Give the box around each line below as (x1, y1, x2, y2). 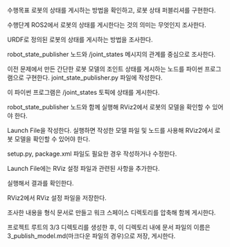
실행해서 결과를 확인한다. (7, 179, 74, 187)
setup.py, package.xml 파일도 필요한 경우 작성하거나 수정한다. (7, 149, 177, 158)
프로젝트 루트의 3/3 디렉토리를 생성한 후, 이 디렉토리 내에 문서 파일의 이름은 (7, 223, 211, 231)
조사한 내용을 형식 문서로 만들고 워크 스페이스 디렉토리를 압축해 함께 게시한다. (7, 208, 216, 217)
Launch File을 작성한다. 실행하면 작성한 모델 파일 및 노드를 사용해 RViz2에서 (7, 127, 213, 134)
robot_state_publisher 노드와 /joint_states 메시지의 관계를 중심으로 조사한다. (7, 51, 216, 58)
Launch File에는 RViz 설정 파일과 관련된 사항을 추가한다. (7, 165, 160, 172)
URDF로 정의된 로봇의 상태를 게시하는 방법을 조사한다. (7, 35, 153, 44)
